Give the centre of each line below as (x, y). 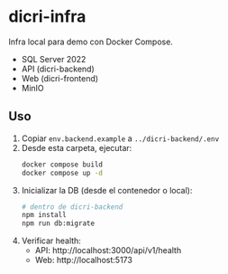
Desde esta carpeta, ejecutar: (77, 147)
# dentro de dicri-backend (72, 207)
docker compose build (62, 165)
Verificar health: (51, 241)
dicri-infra (47, 17)
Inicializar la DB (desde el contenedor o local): (107, 190)
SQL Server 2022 (54, 59)
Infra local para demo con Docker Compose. (91, 42)
